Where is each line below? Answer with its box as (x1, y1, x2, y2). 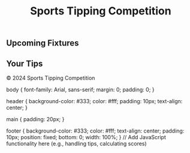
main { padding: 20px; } (6, 116, 65, 122)
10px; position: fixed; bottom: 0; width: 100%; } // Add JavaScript (6, 134, 166, 140)
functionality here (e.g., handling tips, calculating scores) (6, 140, 147, 147)
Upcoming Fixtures (6, 38, 79, 49)
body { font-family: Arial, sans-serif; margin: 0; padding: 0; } (6, 86, 155, 93)
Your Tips (6, 58, 43, 68)
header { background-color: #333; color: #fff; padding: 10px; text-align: (6, 98, 183, 104)
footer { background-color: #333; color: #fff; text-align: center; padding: (6, 127, 185, 134)
